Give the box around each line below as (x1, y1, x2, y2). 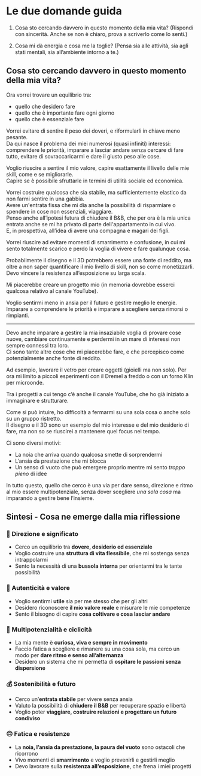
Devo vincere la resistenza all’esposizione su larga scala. (6, 269, 147, 277)
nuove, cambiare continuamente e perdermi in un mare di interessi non (6, 335, 181, 343)
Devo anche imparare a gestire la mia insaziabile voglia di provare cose (6, 329, 181, 336)
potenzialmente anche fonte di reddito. (6, 354, 102, 361)
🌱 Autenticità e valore (6, 584, 70, 592)
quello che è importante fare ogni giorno (14, 109, 115, 116)
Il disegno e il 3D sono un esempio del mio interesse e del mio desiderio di (6, 421, 190, 429)
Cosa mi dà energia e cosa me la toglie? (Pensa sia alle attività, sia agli (14, 42, 188, 49)
